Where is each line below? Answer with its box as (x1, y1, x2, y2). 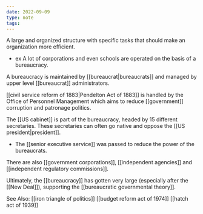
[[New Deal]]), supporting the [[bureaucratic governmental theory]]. (6, 183, 176, 191)
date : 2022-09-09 (6, 8, 50, 15)
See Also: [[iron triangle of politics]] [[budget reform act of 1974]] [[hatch (6, 195, 188, 202)
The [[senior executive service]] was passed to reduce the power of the (15, 141, 195, 148)
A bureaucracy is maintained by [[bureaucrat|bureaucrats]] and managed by (6, 73, 197, 81)
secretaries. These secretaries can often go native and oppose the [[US (6, 122, 185, 130)
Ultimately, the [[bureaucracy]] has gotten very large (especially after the (6, 177, 189, 184)
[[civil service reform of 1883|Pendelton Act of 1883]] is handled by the (6, 92, 184, 99)
